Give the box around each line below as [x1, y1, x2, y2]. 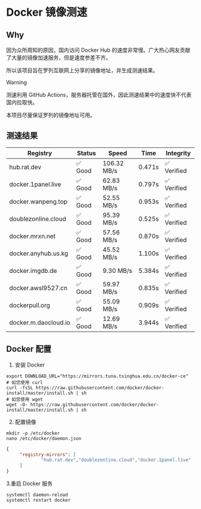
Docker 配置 [6, 344, 52, 355]
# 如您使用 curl [6, 379, 43, 385]
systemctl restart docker [6, 497, 71, 503]
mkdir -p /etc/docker [6, 430, 60, 436]
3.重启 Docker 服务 [6, 480, 53, 487]
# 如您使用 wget [6, 396, 43, 403]
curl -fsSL [6, 385, 33, 391]
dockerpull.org [9, 301, 51, 309]
